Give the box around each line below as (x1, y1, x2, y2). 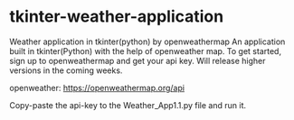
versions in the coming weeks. (9, 65, 123, 76)
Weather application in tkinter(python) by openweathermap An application (9, 36, 286, 47)
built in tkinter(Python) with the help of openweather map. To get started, (9, 45, 282, 56)
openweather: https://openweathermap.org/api (9, 82, 185, 93)
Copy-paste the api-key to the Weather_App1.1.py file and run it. (9, 99, 247, 110)
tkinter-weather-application (9, 6, 224, 27)
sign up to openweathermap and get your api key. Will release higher (9, 55, 266, 66)
